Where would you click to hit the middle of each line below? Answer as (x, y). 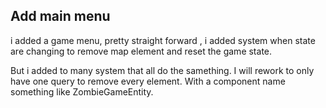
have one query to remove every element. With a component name (148, 81)
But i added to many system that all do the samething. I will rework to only (162, 70)
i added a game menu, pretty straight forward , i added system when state (163, 40)
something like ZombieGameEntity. (82, 91)
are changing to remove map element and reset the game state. (141, 51)
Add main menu (60, 16)
